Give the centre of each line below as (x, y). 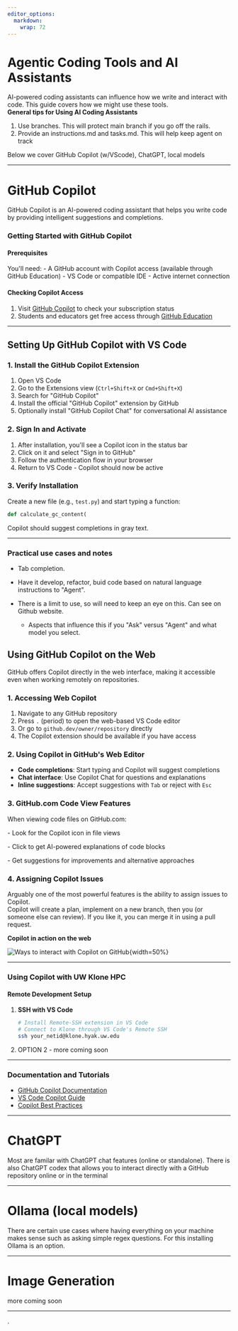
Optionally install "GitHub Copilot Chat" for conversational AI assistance (122, 411)
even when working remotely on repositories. (73, 679)
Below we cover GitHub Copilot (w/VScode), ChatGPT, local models (106, 155)
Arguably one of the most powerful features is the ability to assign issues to (118, 894)
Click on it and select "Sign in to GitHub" (76, 452)
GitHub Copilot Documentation (62, 1090)
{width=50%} (149, 952)
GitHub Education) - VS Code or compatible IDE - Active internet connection (119, 276)
